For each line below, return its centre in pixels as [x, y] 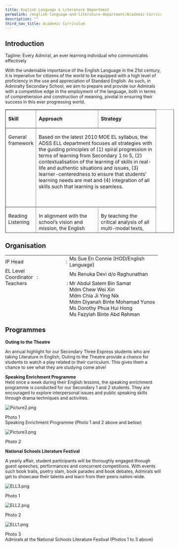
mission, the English [62, 228]
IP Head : [36, 261]
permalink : [16, 14]
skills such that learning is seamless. [81, 187]
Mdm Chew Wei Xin [92, 289]
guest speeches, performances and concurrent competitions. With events [80, 466]
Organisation [25, 246]
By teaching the [119, 216]
